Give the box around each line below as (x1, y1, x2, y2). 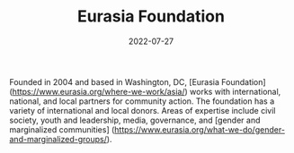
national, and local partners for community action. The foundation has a (9, 96, 275, 106)
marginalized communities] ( (9, 123, 115, 135)
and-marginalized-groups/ (9, 133, 108, 144)
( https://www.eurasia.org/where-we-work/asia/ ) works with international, (9, 86, 281, 97)
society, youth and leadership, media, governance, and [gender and (9, 115, 261, 125)
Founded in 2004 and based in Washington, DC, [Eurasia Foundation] (9, 76, 267, 87)
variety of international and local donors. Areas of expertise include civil (9, 105, 276, 115)
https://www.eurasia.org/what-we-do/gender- (113, 123, 286, 135)
